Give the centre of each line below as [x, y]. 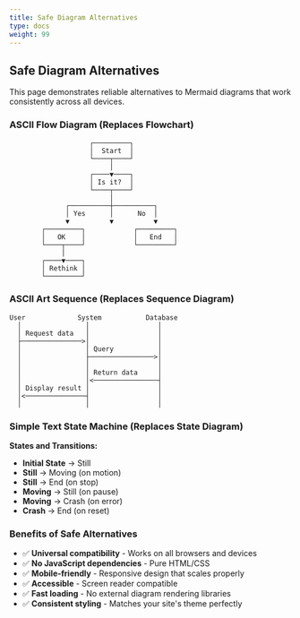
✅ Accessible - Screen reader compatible [100, 584]
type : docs [30, 26]
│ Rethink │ [64, 269]
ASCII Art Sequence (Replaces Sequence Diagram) [122, 299]
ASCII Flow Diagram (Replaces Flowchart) [102, 124]
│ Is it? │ [111, 183]
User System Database [94, 318]
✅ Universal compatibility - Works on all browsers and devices [140, 554]
